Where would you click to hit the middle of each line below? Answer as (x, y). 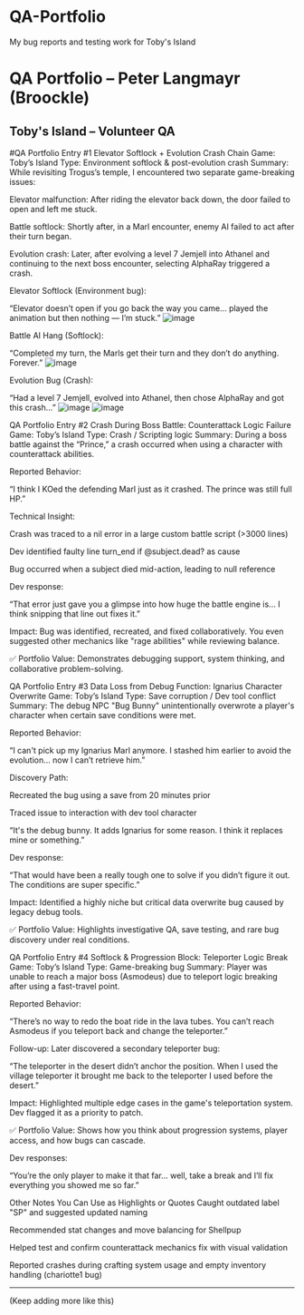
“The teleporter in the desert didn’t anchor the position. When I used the (144, 1066)
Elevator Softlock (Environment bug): (78, 290)
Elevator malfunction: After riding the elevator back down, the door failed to (150, 199)
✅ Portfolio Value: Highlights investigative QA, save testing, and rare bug (144, 929)
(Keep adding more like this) (62, 1300)
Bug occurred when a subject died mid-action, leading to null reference (142, 569)
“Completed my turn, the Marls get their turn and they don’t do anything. (144, 353)
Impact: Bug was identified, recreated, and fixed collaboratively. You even (147, 631)
